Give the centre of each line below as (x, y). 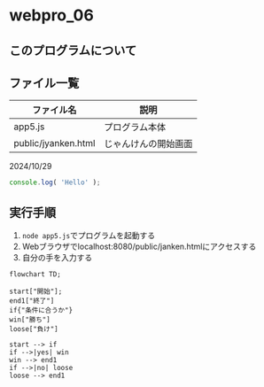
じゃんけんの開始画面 (148, 144)
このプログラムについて (73, 50)
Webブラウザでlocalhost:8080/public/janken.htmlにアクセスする (139, 247)
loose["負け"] (34, 329)
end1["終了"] (32, 301)
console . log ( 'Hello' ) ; (55, 182)
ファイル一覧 (44, 83)
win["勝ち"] (30, 320)
